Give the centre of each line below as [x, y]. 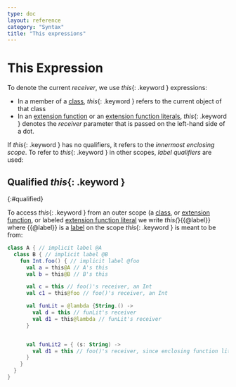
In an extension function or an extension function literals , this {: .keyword [122, 116]
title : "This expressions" [47, 33]
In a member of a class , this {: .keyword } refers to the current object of [120, 101]
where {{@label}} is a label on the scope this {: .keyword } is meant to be [112, 227]
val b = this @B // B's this [67, 274]
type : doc [22, 14]
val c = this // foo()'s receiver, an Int [89, 287]
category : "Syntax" [36, 27]
